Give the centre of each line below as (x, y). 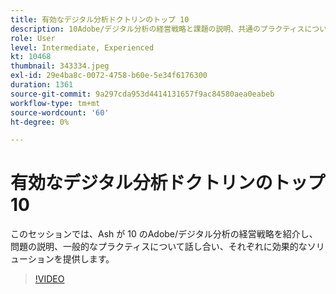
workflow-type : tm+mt (55, 103)
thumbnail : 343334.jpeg (60, 66)
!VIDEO (49, 279)
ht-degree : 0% (40, 122)
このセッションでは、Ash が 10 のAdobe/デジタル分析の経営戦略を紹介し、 (164, 234)
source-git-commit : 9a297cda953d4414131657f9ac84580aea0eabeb (142, 94)
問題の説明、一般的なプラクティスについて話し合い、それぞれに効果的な (159, 247)
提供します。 (88, 259)
